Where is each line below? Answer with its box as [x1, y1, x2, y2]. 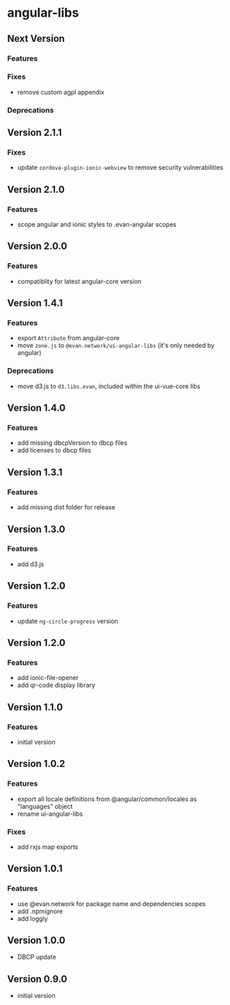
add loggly [17, 914, 49, 923]
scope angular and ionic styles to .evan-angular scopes [17, 221, 177, 229]
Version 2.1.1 [7, 127, 63, 139]
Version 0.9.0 [7, 973, 67, 985]
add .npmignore [17, 907, 63, 915]
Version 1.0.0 [7, 934, 66, 946]
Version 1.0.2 [7, 758, 66, 770]
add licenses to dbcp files [17, 446, 92, 454]
